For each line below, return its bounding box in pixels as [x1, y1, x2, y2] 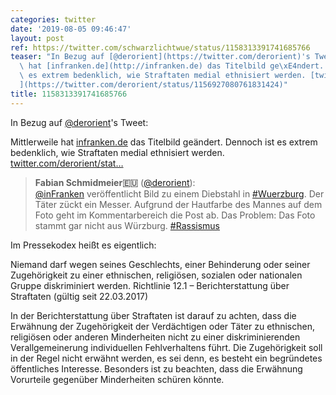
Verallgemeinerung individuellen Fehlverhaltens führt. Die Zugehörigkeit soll [10, 341, 323, 353]
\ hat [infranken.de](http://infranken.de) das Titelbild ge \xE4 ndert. [19, 61, 325, 71]
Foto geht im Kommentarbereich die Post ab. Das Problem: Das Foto [34, 209, 316, 221]
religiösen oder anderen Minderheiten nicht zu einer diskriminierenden [10, 331, 301, 343]
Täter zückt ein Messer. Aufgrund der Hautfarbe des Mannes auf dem [34, 198, 323, 210]
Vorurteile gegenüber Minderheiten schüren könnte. [10, 373, 225, 385]
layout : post [10, 33, 65, 43]
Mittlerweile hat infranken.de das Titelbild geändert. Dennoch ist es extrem [10, 136, 318, 148]
